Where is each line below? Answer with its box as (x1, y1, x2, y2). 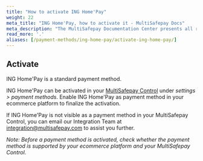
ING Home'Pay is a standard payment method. (6, 75, 122, 82)
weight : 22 (6, 14, 34, 21)
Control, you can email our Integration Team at (6, 118, 122, 125)
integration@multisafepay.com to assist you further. (6, 124, 135, 131)
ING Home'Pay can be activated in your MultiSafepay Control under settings (6, 87, 196, 94)
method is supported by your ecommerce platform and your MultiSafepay (6, 142, 190, 150)
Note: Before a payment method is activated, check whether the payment (6, 136, 190, 143)
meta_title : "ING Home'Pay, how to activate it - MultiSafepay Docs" (6, 20, 185, 26)
